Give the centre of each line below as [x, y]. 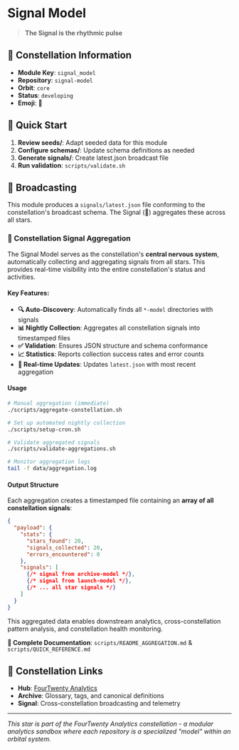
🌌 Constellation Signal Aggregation [69, 238]
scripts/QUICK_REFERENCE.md [49, 649]
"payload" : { [33, 528]
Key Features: [28, 293]
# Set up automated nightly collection [67, 422]
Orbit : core [33, 88]
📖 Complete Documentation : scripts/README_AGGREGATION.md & [100, 642]
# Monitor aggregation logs [49, 462]
